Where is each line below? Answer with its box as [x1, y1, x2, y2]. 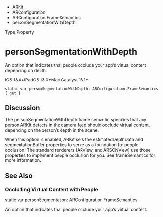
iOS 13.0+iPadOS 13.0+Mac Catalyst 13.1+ [5, 77, 89, 82]
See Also [5, 172, 33, 180]
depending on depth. [5, 67, 47, 73]
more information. [5, 157, 41, 163]
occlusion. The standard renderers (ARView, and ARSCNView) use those [5, 147, 151, 153]
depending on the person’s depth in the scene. [5, 127, 99, 133]
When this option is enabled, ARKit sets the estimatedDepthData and [5, 137, 143, 142]
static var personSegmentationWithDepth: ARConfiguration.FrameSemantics [5, 86, 159, 91]
